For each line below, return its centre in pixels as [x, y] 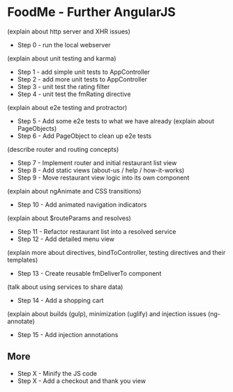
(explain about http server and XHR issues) [69, 31]
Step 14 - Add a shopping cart [60, 300]
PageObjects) [37, 128]
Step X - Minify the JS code [57, 373]
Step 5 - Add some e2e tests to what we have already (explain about [116, 121]
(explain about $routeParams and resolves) [69, 218]
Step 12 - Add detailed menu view [66, 239]
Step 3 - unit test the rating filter [63, 86]
